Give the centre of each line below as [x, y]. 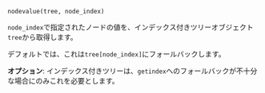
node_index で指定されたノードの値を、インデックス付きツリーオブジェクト [130, 27]
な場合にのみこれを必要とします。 [63, 81]
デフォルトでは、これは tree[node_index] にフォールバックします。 [116, 54]
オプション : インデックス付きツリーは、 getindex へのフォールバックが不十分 [132, 71]
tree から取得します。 [42, 37]
